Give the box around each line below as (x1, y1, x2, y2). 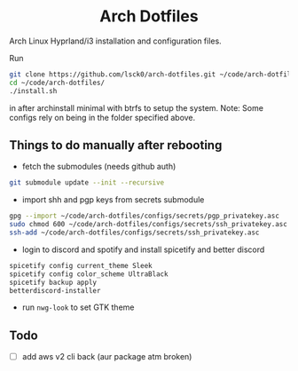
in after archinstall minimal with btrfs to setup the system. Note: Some (9, 102, 264, 113)
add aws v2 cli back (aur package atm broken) (21, 351, 192, 362)
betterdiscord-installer (9, 286, 101, 295)
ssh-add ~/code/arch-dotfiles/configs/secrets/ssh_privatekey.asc (9, 228, 260, 237)
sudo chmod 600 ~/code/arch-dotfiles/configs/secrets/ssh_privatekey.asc (9, 220, 288, 229)
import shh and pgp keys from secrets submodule (21, 194, 205, 205)
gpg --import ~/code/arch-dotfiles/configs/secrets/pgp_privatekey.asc (9, 211, 279, 221)
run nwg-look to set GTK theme (21, 302, 135, 312)
